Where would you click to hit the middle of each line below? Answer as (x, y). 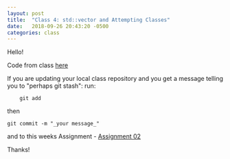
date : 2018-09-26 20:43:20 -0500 (58, 26)
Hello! (15, 52)
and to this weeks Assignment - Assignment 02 (74, 136)
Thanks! (19, 150)
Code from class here (38, 65)
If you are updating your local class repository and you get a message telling (115, 79)
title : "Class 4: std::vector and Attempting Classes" (89, 20)
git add (30, 99)
